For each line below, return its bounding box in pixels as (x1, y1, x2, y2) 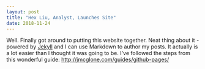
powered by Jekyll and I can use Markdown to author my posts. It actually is (6, 43, 198, 50)
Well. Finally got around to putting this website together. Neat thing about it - (6, 37, 199, 44)
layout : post (6, 8, 40, 15)
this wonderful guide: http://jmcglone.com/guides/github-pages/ (6, 56, 170, 64)
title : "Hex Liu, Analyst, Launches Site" (6, 15, 116, 21)
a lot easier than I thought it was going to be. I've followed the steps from (6, 50, 191, 57)
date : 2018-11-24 (6, 20, 51, 26)
